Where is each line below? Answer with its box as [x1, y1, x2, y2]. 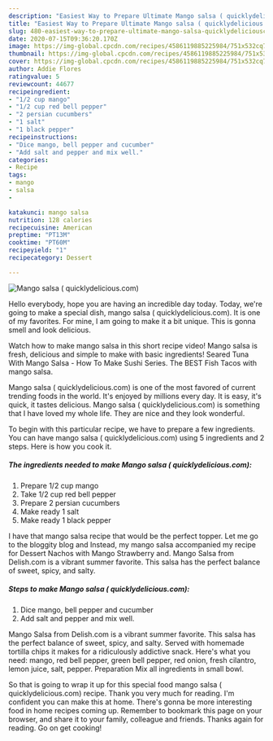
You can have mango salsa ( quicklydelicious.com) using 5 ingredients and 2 [8, 432, 265, 442]
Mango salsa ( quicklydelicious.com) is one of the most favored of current [8, 382, 256, 392]
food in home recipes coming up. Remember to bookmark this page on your [8, 705, 262, 715]
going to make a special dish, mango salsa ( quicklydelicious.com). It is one [8, 307, 261, 318]
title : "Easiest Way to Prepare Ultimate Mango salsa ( [8, 20, 201, 28]
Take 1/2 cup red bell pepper [19, 489, 116, 499]
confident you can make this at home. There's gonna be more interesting [8, 697, 253, 707]
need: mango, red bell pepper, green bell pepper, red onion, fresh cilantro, [8, 655, 257, 664]
